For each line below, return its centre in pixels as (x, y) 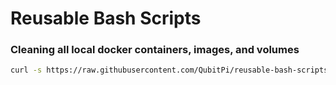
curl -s (26, 70)
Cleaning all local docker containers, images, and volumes (155, 50)
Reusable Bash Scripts (106, 18)
